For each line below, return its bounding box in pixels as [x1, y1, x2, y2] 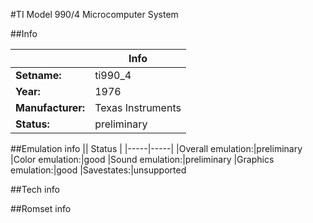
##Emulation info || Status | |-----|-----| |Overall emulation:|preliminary [10, 143, 303, 154]
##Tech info [10, 184, 60, 195]
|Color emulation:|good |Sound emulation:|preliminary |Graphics [10, 154, 275, 165]
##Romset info [10, 203, 72, 214]
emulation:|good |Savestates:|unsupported [10, 164, 187, 176]
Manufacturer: [15, 101, 86, 114]
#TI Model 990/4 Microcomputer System [10, 9, 179, 20]
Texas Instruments [94, 101, 182, 114]
